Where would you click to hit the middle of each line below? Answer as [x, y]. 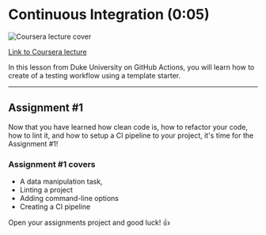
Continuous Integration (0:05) [109, 15]
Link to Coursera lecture [47, 51]
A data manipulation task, [61, 182]
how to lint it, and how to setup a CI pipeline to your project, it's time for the [131, 135]
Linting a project [46, 190]
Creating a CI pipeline [55, 207]
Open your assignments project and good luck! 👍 [89, 222]
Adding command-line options [69, 199]
